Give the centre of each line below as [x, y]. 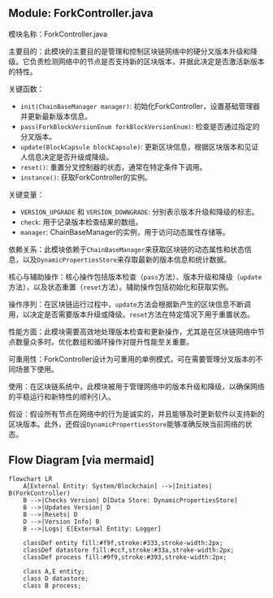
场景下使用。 [37, 369]
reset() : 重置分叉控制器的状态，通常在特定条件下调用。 [113, 167]
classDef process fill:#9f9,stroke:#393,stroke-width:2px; [125, 557]
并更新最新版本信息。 [56, 116]
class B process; [52, 585]
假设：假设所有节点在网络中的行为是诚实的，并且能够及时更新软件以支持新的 [136, 414]
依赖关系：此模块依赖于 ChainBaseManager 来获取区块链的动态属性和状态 [127, 249]
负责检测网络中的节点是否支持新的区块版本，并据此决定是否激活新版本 [147, 61]
